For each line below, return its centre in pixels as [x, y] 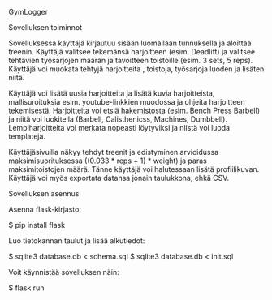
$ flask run [26, 288]
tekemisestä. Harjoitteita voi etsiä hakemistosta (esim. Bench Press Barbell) [134, 110]
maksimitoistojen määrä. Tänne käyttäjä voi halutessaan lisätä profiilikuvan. [134, 169]
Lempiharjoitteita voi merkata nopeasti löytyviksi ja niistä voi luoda [119, 128]
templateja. [27, 136]
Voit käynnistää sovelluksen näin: [64, 272]
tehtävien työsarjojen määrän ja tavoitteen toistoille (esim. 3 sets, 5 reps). [131, 60]
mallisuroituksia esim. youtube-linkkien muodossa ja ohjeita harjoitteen [127, 102]
